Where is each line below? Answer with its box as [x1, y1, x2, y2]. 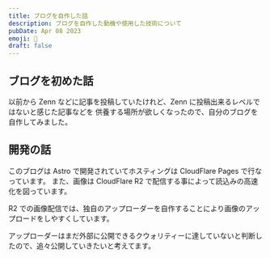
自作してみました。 [8, 116, 73, 126]
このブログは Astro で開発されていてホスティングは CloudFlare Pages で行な [8, 166, 263, 176]
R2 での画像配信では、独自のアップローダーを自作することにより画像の [8, 203, 247, 213]
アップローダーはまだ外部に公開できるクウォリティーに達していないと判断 [8, 231, 256, 240]
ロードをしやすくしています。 [15, 214, 115, 223]
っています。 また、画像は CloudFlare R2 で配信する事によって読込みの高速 [8, 176, 259, 186]
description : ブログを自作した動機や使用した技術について [8, 19, 182, 27]
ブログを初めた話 [8, 74, 94, 87]
